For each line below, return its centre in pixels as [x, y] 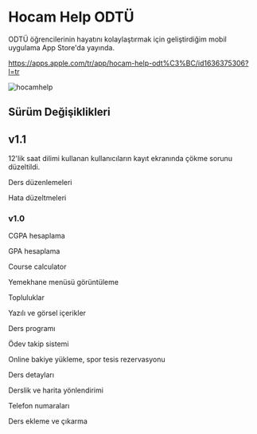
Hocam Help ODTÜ [71, 17]
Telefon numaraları [39, 406]
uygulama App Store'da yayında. [62, 47]
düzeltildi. [24, 167]
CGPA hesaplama [37, 236]
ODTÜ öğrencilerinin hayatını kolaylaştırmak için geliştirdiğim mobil [117, 39]
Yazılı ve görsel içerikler [47, 313]
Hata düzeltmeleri [37, 198]
